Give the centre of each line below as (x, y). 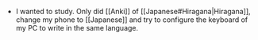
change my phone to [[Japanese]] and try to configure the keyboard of (132, 20)
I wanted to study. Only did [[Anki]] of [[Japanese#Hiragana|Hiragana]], (133, 11)
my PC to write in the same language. (77, 28)
